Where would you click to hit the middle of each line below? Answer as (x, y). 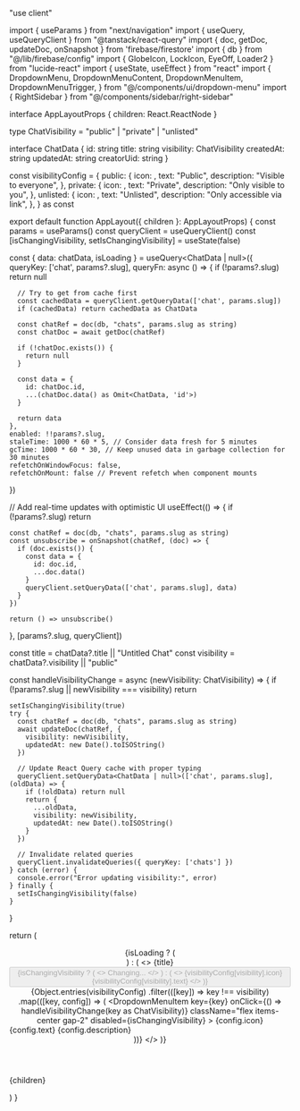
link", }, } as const (42, 204)
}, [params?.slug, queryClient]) (66, 636)
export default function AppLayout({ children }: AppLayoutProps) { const (143, 221)
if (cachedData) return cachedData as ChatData (108, 309)
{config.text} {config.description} (71, 1030)
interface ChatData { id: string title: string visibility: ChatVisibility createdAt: (147, 148)
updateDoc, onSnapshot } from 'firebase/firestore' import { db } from (136, 49)
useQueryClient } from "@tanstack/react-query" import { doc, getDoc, (138, 40)
